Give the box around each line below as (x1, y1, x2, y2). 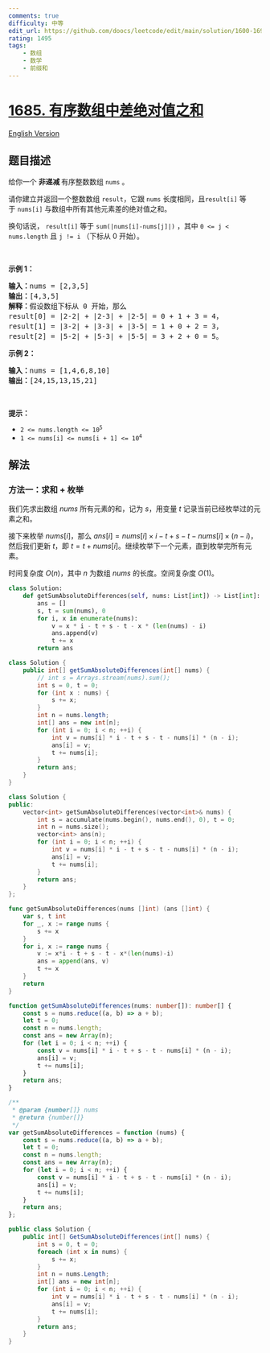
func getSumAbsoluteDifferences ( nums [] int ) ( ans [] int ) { (8, 905, 211, 914)
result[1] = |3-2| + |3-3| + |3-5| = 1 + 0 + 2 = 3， (8, 321, 223, 331)
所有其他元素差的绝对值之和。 (72, 204, 171, 213)
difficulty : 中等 (8, 19, 64, 27)
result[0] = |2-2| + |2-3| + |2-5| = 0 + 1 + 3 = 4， (8, 311, 223, 320)
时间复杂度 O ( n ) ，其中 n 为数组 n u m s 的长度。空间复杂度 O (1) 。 (8, 568, 219, 578)
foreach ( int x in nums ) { (37, 1248, 128, 1256)
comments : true (8, 11, 59, 20)
